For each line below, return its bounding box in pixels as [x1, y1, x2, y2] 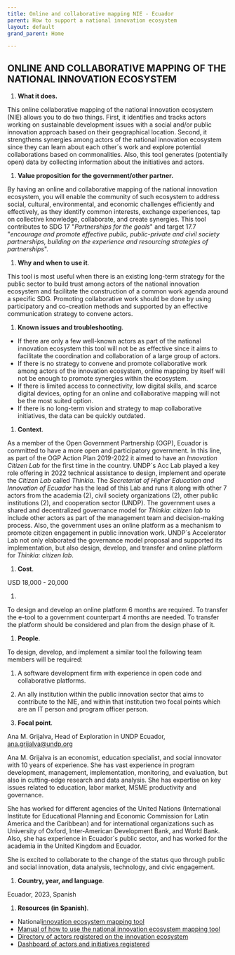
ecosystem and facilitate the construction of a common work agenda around [7, 287, 229, 296]
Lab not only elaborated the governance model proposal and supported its [7, 536, 222, 545]
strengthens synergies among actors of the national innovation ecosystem [7, 135, 222, 144]
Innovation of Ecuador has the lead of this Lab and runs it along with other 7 [7, 483, 227, 493]
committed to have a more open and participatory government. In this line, [7, 446, 222, 455]
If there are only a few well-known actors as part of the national [17, 337, 201, 346]
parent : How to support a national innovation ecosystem [7, 17, 177, 24]
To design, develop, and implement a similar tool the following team [7, 648, 202, 657]
